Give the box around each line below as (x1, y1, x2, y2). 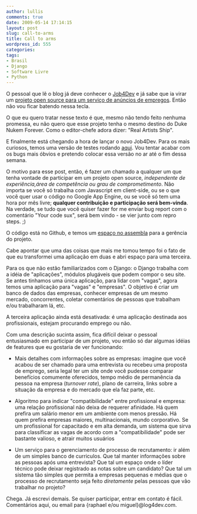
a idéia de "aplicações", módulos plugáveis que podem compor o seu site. (6, 271, 186, 278)
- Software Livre (6, 69, 49, 75)
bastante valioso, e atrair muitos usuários (14, 435, 115, 442)
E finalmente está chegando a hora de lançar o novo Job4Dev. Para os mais (6, 138, 190, 145)
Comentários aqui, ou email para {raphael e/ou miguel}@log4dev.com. (6, 502, 178, 509)
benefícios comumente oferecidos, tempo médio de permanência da (14, 374, 181, 381)
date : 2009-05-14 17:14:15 (6, 19, 72, 25)
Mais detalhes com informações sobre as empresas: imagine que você (14, 355, 186, 362)
